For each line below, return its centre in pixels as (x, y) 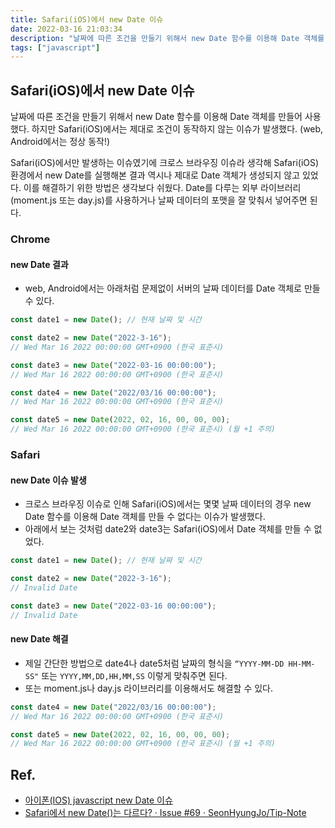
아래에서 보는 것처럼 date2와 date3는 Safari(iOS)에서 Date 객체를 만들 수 (168, 529)
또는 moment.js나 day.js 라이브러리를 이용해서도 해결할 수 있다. (149, 688)
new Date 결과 (39, 264)
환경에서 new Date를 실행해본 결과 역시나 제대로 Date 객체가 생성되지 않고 (155, 175)
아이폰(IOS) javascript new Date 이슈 (98, 800)
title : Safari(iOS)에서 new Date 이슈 (87, 19)
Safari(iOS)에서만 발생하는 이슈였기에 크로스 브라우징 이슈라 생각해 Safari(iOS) (165, 163)
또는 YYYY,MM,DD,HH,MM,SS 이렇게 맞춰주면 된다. (134, 675)
